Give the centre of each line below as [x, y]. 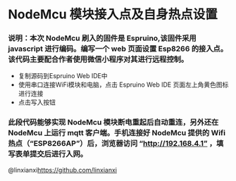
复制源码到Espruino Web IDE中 [63, 76]
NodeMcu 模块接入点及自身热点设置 [113, 14]
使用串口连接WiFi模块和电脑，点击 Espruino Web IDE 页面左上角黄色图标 [123, 85]
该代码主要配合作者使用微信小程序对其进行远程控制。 [98, 59]
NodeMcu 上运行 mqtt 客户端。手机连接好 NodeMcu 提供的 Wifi [117, 133]
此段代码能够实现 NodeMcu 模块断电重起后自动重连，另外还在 [113, 123]
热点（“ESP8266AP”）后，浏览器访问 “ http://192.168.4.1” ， [112, 144]
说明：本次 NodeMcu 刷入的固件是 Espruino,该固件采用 [102, 38]
